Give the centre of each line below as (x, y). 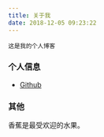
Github (30, 84)
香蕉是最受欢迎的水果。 (46, 125)
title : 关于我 (30, 15)
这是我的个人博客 (32, 46)
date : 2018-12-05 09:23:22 (52, 23)
